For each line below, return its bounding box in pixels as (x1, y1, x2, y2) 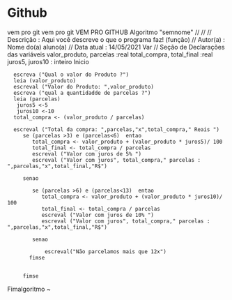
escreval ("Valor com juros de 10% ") (41, 211, 155, 218)
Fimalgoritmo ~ (7, 285, 51, 293)
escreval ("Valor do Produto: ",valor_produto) (13, 83, 155, 90)
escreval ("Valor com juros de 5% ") (32, 150, 141, 158)
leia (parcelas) (13, 96, 61, 103)
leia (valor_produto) (13, 77, 77, 84)
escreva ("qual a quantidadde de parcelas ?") (13, 89, 151, 96)
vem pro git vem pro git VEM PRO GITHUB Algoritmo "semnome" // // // (7, 28, 212, 36)
